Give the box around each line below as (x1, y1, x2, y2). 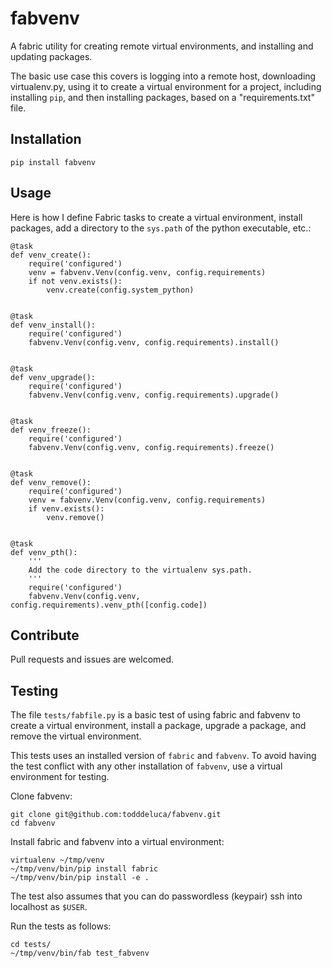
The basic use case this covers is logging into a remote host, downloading (10, 70, 317, 82)
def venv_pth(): (10, 547, 78, 557)
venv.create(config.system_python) (46, 285, 195, 295)
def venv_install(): (10, 320, 97, 330)
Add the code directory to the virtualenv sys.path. (28, 565, 253, 575)
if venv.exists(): (28, 503, 105, 514)
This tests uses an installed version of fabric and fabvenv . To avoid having (10, 750, 317, 762)
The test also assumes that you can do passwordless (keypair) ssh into (10, 890, 303, 902)
